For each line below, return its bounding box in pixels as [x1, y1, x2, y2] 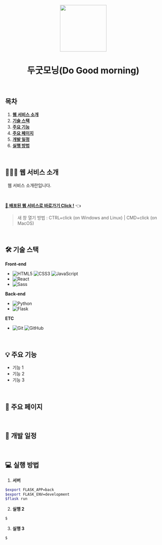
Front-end [5, 261, 26, 267]
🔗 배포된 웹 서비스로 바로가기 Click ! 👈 [5, 202, 81, 208]
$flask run [5, 496, 28, 501]
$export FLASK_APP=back [5, 487, 54, 492]
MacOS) [17, 220, 35, 226]
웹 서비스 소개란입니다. [7, 182, 52, 188]
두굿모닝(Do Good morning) [27, 65, 140, 76]
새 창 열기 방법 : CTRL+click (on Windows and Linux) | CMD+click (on [17, 214, 157, 220]
